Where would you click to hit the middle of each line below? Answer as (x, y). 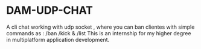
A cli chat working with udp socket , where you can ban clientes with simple (101, 27)
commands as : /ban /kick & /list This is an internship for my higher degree (99, 33)
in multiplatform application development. (58, 39)
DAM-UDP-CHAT (50, 10)
